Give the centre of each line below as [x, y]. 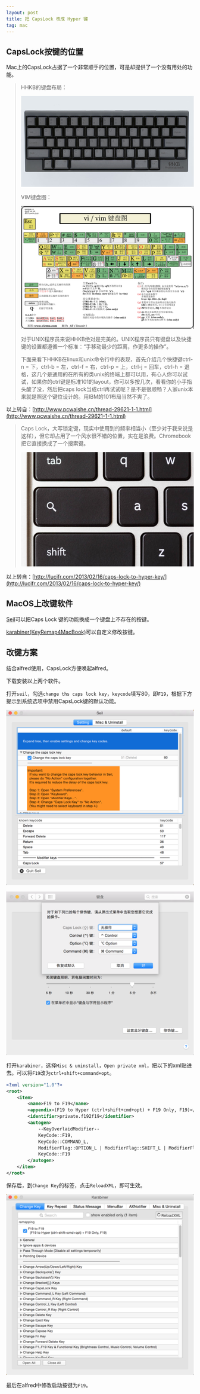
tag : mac [17, 25]
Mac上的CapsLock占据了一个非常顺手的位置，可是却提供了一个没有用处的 [97, 67]
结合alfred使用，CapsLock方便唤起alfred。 [59, 668]
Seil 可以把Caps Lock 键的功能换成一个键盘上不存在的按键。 [79, 619]
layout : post [22, 13]
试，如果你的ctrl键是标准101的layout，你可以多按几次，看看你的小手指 [106, 381]
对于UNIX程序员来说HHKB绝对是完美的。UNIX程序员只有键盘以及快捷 [106, 339]
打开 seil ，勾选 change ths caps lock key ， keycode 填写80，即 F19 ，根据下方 [99, 693]
